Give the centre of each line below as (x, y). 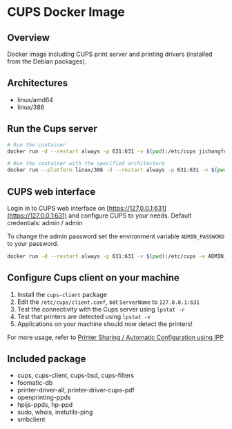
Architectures (38, 83)
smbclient (31, 419)
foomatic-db (35, 383)
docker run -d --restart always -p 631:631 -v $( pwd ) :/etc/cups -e (106, 256)
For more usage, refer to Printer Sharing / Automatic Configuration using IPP (116, 337)
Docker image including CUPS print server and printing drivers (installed (110, 54)
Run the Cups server (52, 129)
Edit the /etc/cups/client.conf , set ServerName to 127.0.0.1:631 (108, 302)
